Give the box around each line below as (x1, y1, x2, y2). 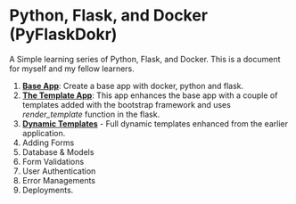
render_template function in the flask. (21, 109, 160, 119)
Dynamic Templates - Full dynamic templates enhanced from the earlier (21, 118, 288, 129)
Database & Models (21, 146, 95, 157)
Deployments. (21, 184, 74, 195)
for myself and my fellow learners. (9, 63, 136, 74)
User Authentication (21, 166, 96, 176)
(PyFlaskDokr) (9, 24, 118, 45)
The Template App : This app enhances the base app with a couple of (21, 90, 278, 101)
